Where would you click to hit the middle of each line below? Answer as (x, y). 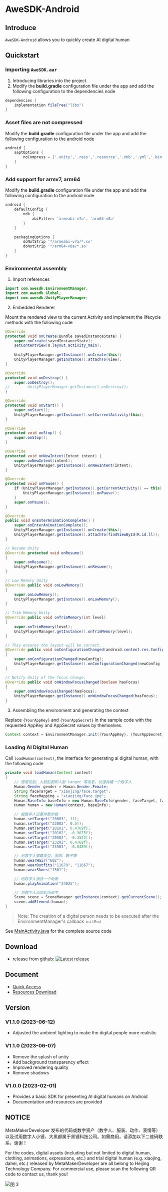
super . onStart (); (32, 410)
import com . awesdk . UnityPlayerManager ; (47, 298)
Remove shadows (30, 1072)
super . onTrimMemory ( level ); (43, 627)
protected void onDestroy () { (37, 378)
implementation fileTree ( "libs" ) (49, 105)
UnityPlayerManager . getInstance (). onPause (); (71, 493)
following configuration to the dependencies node (64, 91)
